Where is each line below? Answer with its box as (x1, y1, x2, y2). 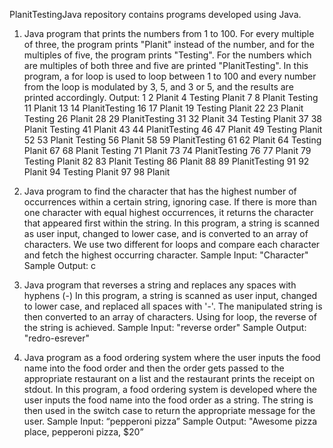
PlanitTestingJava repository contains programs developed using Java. (9, 9, 302, 20)
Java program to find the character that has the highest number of (23, 185, 297, 197)
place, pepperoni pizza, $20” (23, 426, 144, 438)
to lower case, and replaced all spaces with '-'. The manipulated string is (23, 300, 323, 312)
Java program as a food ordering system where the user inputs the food (23, 352, 321, 363)
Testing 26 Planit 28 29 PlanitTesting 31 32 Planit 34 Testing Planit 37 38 (23, 113, 322, 124)
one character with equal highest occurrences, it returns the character (23, 207, 314, 218)
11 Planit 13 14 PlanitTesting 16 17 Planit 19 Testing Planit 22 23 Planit (23, 102, 304, 114)
